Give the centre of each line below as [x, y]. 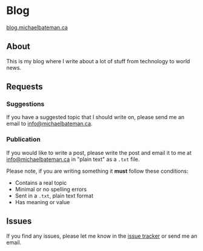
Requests [25, 87]
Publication [23, 139]
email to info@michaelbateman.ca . [49, 124]
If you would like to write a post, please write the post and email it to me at [99, 153]
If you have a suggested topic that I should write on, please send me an [95, 117]
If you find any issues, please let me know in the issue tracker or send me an [102, 236]
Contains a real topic [41, 182]
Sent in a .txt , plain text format [54, 196]
